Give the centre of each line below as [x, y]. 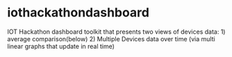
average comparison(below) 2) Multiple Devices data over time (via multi [111, 38]
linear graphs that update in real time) [61, 46]
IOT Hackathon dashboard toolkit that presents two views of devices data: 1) [116, 32]
